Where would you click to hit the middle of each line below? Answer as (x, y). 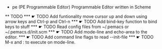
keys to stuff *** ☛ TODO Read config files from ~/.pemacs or (67, 27)
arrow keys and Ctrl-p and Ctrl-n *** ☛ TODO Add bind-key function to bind (81, 22)
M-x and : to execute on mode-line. (40, 42)
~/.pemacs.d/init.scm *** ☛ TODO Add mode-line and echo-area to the (76, 32)
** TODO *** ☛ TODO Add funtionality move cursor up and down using (76, 16)
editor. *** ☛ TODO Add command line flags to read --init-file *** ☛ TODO (79, 37)
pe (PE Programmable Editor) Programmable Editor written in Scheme (81, 7)
